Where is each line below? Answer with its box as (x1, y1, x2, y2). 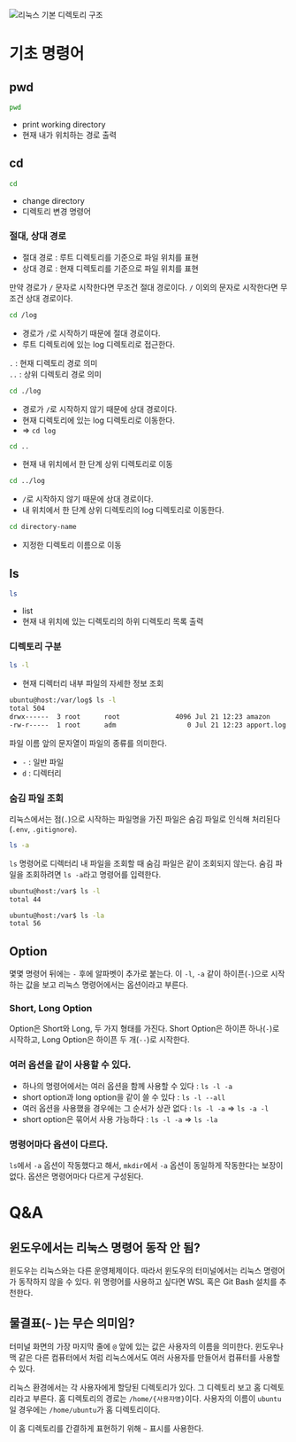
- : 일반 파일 (21, 756, 65, 767)
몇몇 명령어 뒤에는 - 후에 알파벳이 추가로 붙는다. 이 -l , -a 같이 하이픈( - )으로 (9, 969, 269, 979)
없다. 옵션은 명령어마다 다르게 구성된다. (9, 1171, 144, 1181)
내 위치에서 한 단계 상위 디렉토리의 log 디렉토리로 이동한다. (21, 505, 224, 516)
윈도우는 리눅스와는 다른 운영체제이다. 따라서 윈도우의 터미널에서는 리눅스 (9, 1265, 262, 1275)
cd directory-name (9, 523, 77, 532)
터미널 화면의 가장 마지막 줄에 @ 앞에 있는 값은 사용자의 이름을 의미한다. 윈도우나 (9, 1341, 285, 1352)
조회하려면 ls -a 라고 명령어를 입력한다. (25, 869, 162, 879)
